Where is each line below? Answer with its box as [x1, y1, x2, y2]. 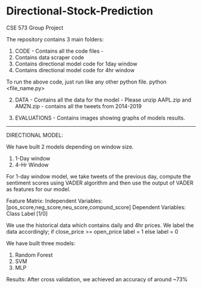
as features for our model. [6, 185, 71, 193]
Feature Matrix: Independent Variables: [6, 197, 103, 204]
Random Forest [14, 251, 53, 258]
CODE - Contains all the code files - [14, 47, 104, 55]
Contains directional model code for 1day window [14, 60, 138, 67]
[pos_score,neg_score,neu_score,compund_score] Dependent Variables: [6, 203, 186, 211]
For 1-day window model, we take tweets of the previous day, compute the [6, 172, 191, 180]
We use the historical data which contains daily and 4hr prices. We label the [6, 221, 194, 229]
